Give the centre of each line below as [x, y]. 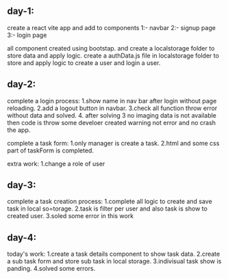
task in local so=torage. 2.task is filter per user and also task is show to [107, 209]
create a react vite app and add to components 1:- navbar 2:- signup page [111, 27]
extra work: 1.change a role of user [56, 163]
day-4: [22, 238]
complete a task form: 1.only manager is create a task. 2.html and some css [113, 143]
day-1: [21, 11]
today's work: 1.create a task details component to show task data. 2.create [114, 254]
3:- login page [27, 35]
